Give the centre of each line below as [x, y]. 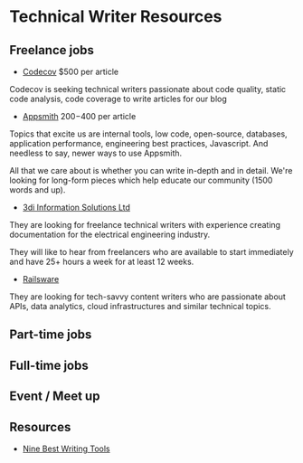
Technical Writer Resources [116, 17]
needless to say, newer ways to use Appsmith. [96, 153]
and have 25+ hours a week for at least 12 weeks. [102, 261]
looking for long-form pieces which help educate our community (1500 [141, 180]
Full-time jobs [49, 365]
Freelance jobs [52, 50]
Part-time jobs [51, 335]
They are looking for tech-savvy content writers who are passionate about [148, 297]
